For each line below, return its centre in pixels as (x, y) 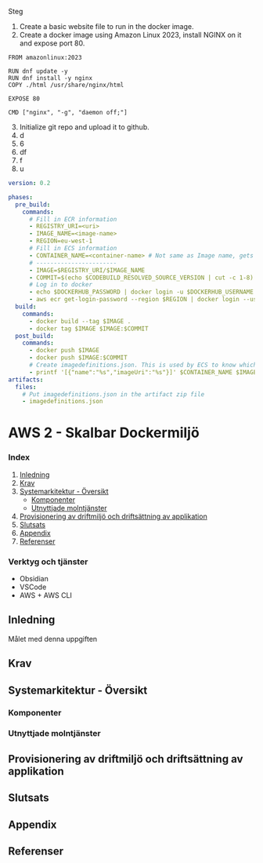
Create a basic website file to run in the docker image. (106, 26)
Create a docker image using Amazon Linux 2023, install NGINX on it (130, 35)
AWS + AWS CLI (46, 595)
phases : (21, 197)
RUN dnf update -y (38, 71)
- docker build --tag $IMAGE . (80, 321)
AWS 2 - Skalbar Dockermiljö (104, 433)
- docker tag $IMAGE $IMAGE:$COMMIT (88, 329)
